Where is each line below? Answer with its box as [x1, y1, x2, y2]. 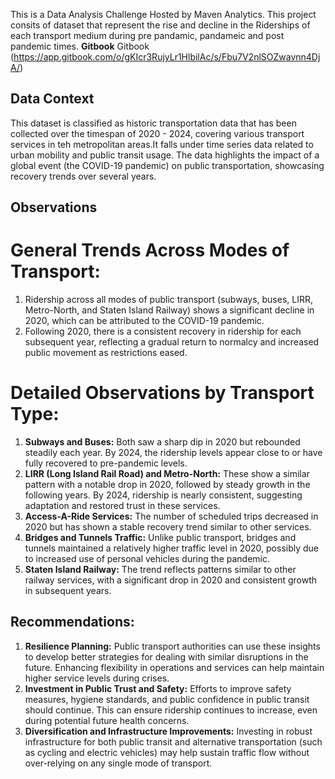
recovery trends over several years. [10, 170, 157, 182]
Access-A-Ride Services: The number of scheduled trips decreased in [24, 510, 319, 523]
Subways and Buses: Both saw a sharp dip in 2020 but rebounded [24, 436, 301, 448]
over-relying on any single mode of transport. [24, 757, 213, 769]
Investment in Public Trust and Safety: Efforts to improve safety [24, 682, 292, 694]
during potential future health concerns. [24, 714, 190, 726]
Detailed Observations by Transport [10, 382, 315, 404]
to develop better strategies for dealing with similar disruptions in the [24, 650, 309, 663]
